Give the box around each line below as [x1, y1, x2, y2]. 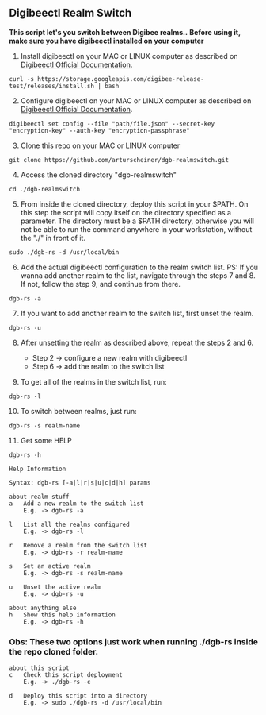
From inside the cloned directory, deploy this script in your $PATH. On [20, 199, 249, 209]
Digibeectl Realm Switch [9, 6, 132, 20]
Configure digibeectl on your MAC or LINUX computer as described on [20, 95, 252, 106]
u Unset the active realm [9, 583, 102, 591]
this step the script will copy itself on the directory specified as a [20, 207, 232, 217]
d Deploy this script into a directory [9, 692, 148, 700]
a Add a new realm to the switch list [9, 500, 145, 508]
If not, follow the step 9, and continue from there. [20, 279, 181, 288]
